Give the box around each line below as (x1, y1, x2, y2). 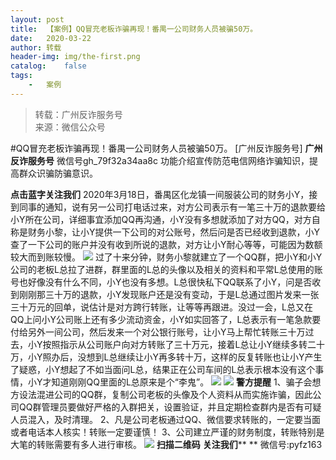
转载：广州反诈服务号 (34, 108, 123, 120)
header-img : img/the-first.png (10, 52, 141, 62)
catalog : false (10, 61, 87, 71)
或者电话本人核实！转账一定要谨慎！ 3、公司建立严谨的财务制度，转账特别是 (10, 426, 325, 438)
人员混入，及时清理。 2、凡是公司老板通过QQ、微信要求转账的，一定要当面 (10, 413, 321, 425)
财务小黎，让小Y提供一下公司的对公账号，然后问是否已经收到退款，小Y (27, 226, 321, 238)
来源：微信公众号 (34, 121, 106, 133)
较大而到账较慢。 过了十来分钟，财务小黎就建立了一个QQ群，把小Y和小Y (10, 251, 323, 263)
